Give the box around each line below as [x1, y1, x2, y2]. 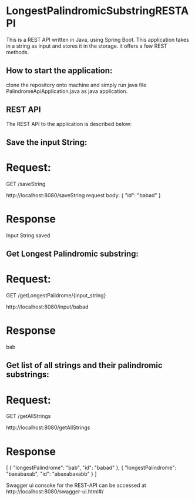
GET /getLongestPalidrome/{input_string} [6, 292, 106, 299]
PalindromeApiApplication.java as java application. [6, 87, 128, 95]
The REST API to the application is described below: [6, 120, 132, 127]
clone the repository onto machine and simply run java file [6, 81, 147, 88]
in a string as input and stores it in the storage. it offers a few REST [6, 42, 167, 49]
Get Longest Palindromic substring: [6, 249, 139, 259]
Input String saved [6, 231, 51, 239]
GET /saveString [6, 180, 46, 187]
